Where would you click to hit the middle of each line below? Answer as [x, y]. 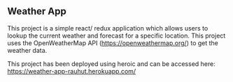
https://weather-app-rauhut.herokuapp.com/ [72, 71]
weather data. [27, 50]
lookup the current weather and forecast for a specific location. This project [116, 35]
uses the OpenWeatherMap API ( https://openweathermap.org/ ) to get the [113, 43]
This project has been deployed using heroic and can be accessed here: [111, 64]
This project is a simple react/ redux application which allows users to [108, 28]
